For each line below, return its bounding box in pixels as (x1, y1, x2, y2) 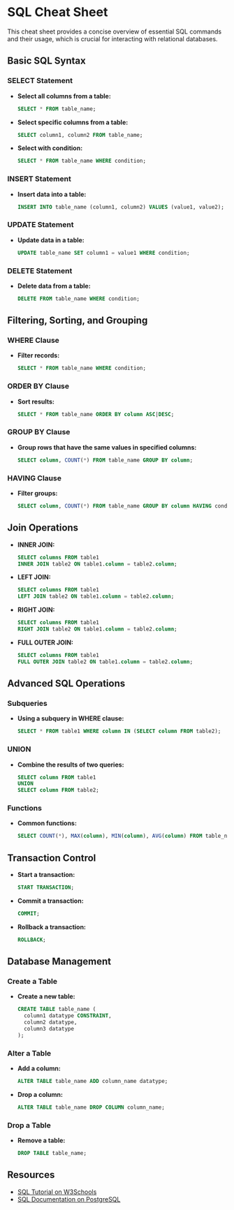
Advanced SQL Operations (7, 678, 126, 690)
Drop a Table (7, 1120, 51, 1130)
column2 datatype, (24, 1019, 78, 1026)
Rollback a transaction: (17, 922, 86, 931)
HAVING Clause (7, 473, 61, 482)
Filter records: (17, 351, 60, 360)
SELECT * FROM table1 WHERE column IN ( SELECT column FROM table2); (17, 728, 221, 735)
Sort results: (17, 397, 54, 406)
